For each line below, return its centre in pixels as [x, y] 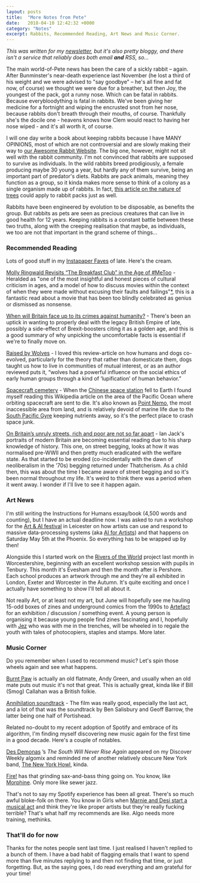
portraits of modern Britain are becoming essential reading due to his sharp [99, 440]
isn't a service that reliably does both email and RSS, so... [78, 58]
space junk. [20, 422]
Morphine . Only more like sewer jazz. [52, 782]
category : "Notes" [29, 28]
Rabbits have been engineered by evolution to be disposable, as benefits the [100, 207]
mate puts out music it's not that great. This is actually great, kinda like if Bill [100, 685]
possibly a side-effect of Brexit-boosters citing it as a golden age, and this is [100, 329]
